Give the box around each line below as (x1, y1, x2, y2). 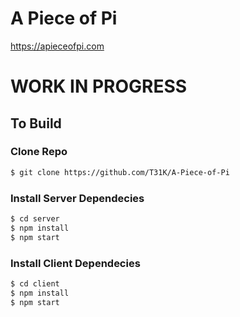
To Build (10, 115, 62, 132)
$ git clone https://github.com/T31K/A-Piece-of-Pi (10, 167, 230, 177)
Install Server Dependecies (10, 191, 145, 205)
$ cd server (10, 213, 60, 224)
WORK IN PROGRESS (10, 75, 188, 98)
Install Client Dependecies (10, 256, 141, 270)
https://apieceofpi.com (10, 40, 105, 52)
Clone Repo (10, 145, 68, 159)
